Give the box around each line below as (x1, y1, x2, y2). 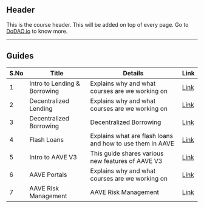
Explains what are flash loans (90, 131, 174, 140)
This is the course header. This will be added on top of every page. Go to (6, 21, 189, 28)
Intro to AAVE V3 (29, 153, 77, 161)
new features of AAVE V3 (90, 156, 163, 165)
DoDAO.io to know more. (6, 27, 68, 35)
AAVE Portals (29, 170, 67, 179)
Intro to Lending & (29, 79, 80, 88)
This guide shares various (90, 149, 164, 158)
